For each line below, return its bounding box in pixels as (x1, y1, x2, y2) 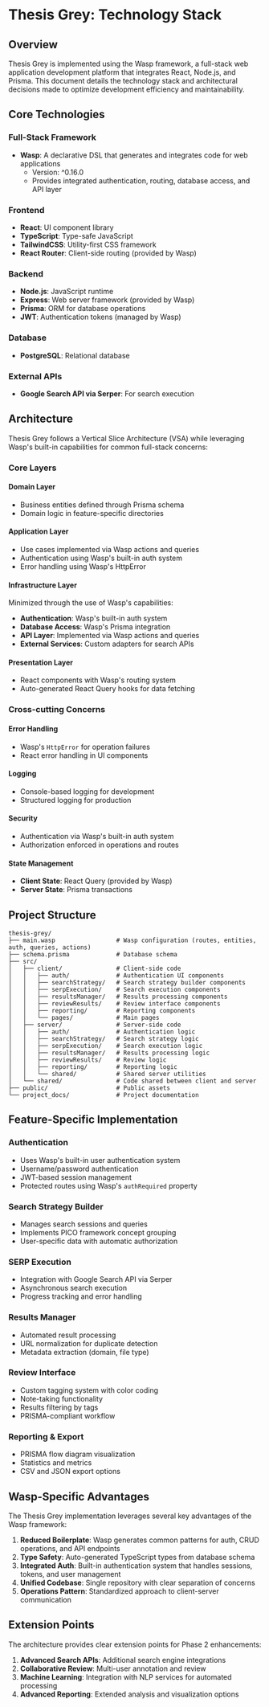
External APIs (8, 370, 63, 382)
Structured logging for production (19, 795, 132, 804)
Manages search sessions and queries (19, 1219, 149, 1229)
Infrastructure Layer (8, 580, 78, 590)
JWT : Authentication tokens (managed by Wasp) (19, 312, 182, 322)
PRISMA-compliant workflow (19, 1410, 116, 1420)
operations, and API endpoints (19, 1543, 120, 1553)
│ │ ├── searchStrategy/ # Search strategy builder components (8, 978, 247, 986)
